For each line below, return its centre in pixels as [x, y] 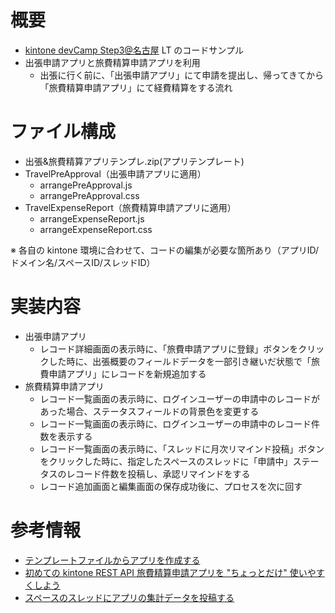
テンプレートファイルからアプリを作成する [112, 560]
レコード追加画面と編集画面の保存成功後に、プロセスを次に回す [171, 486]
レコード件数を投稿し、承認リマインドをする [158, 473]
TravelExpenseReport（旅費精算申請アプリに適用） [130, 207]
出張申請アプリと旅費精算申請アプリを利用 [112, 62]
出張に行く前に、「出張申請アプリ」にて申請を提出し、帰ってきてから [182, 75]
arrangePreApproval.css [89, 195]
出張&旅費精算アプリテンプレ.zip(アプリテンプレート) [134, 161]
